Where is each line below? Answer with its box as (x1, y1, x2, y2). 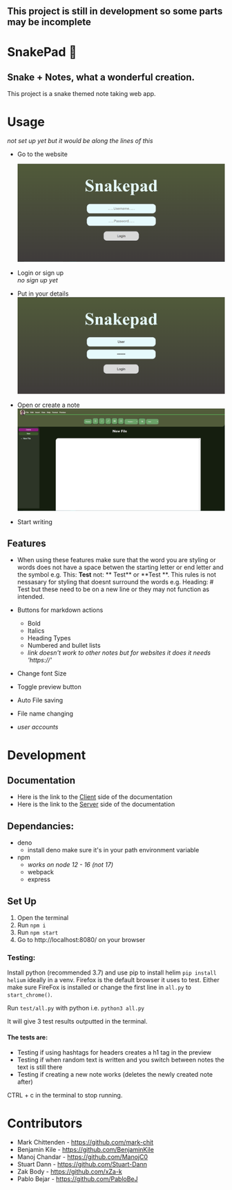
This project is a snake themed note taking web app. (7, 90, 157, 98)
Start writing (17, 517, 53, 526)
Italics (27, 626, 45, 635)
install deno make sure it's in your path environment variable (27, 846, 200, 854)
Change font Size (17, 669, 67, 678)
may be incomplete (7, 17, 91, 28)
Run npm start (17, 928, 59, 937)
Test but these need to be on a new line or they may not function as (17, 585, 209, 593)
